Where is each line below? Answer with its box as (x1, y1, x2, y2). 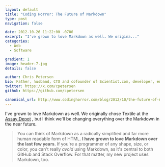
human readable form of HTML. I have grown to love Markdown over (17, 136, 158, 142)
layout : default (5, 7, 38, 12)
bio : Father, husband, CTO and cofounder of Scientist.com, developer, (5, 79, 155, 84)
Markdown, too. (17, 156, 49, 162)
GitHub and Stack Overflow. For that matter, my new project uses (17, 151, 149, 157)
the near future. (5, 121, 37, 127)
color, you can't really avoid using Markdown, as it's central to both (17, 146, 154, 152)
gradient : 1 (5, 57, 29, 62)
